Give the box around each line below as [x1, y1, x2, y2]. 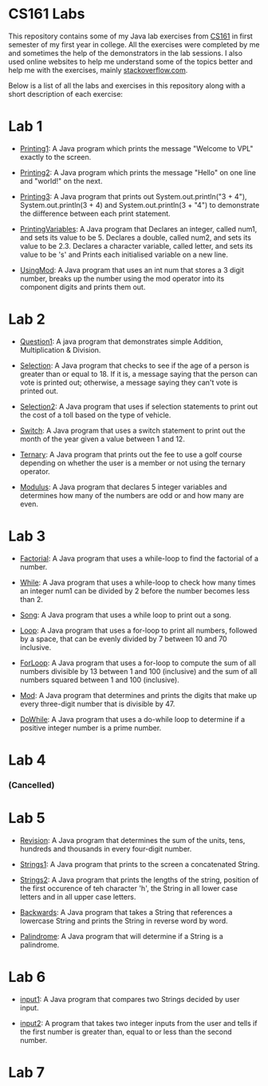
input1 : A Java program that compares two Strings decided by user [19, 994, 240, 1004]
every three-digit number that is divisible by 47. [19, 699, 175, 709]
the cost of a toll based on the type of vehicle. [19, 409, 171, 420]
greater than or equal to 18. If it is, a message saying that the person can [19, 369, 258, 378]
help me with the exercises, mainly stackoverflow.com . [8, 65, 188, 74]
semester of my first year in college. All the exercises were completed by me [8, 39, 260, 49]
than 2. [19, 594, 44, 604]
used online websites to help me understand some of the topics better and [8, 57, 254, 66]
